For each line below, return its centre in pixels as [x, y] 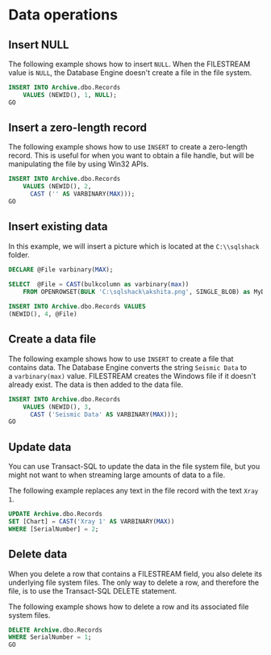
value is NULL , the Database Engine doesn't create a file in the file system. [130, 73]
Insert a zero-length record [78, 128]
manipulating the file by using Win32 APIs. [79, 164]
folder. [19, 254]
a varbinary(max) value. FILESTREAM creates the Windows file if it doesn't [132, 376]
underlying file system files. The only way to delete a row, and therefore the [134, 582]
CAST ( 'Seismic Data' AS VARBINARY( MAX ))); [104, 414]
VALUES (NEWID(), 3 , [57, 407]
